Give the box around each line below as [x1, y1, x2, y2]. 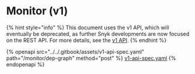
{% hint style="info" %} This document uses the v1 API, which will [6, 24, 169, 31]
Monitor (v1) [6, 4, 68, 18]
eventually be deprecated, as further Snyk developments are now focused [6, 30, 190, 37]
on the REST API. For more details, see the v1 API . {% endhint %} [6, 36, 167, 44]
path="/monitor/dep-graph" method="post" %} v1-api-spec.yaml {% [6, 54, 176, 61]
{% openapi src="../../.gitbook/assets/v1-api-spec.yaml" [6, 48, 145, 55]
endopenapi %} [6, 61, 45, 68]
